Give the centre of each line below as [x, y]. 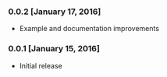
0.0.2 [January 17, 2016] [55, 12]
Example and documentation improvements [89, 29]
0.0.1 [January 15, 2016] [54, 49]
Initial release [41, 65]
